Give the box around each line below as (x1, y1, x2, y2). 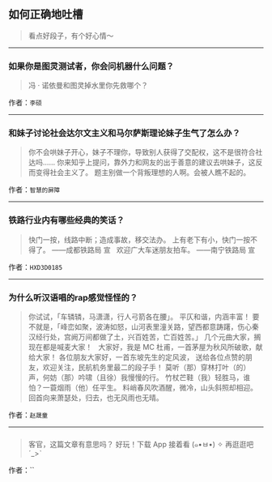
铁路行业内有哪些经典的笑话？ (8, 215, 125, 226)
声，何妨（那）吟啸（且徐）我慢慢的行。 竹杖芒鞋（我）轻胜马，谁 (28, 373, 251, 382)
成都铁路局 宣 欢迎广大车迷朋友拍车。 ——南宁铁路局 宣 (66, 245, 256, 254)
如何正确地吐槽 (8, 7, 83, 22)
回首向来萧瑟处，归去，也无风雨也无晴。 (28, 393, 164, 403)
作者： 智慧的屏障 (8, 185, 61, 194)
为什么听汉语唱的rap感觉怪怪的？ (8, 292, 138, 303)
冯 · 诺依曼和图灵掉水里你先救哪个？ (28, 80, 148, 91)
